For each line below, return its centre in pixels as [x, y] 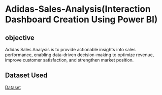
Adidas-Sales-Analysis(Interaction [78, 9]
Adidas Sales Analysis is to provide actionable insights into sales [70, 49]
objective [20, 38]
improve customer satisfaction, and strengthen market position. [69, 60]
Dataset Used [26, 76]
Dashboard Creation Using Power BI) [81, 19]
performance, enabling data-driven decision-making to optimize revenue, [80, 55]
